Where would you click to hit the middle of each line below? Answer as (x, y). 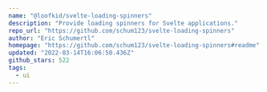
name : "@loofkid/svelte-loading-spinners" (80, 16)
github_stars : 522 (39, 61)
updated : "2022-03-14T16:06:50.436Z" (71, 53)
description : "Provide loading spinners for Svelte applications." (123, 23)
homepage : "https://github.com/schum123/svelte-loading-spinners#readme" (134, 46)
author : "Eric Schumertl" (51, 38)
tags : (17, 68)
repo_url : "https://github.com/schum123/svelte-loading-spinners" (121, 30)
